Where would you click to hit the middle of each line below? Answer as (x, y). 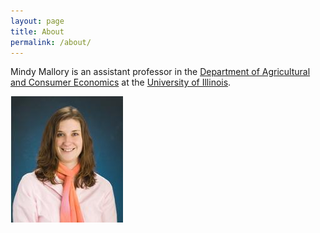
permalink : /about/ (51, 42)
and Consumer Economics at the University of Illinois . (121, 82)
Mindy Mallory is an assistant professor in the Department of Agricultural (160, 72)
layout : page (37, 21)
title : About (37, 31)
